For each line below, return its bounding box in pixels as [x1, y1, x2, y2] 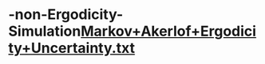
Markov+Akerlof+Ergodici [81, 22, 257, 40]
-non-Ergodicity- [8, 6, 124, 24]
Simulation [8, 22, 81, 40]
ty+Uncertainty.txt [8, 40, 136, 57]
